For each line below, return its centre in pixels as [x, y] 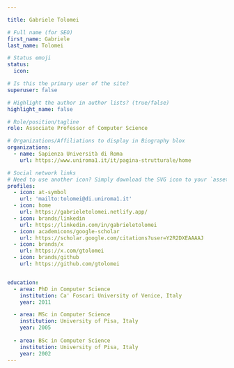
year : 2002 [36, 353]
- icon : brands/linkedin [49, 218]
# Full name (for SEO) [40, 32]
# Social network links [42, 173]
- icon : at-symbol [40, 193]
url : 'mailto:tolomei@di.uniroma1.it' [76, 199]
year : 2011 [36, 302]
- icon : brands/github [46, 258]
